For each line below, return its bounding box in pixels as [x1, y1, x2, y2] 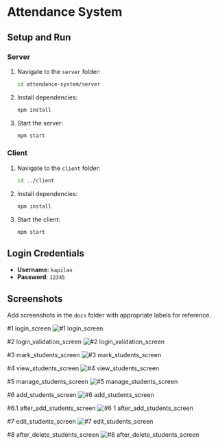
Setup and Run [7, 32, 71, 43]
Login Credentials [7, 248, 84, 259]
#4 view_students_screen [7, 364, 80, 372]
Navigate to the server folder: [16, 67, 101, 75]
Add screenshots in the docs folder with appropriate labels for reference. [7, 311, 211, 320]
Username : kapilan [16, 265, 73, 274]
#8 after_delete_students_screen [7, 431, 99, 439]
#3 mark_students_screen [7, 351, 80, 359]
